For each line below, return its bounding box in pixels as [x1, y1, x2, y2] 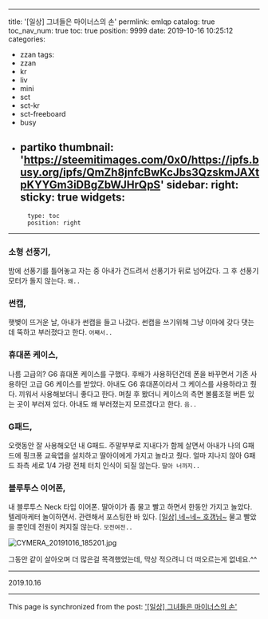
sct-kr [19, 101, 40, 110]
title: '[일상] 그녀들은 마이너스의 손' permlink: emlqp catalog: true [8, 17, 215, 26]
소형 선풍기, [8, 246, 51, 257]
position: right [27, 219, 81, 227]
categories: [8, 34, 45, 44]
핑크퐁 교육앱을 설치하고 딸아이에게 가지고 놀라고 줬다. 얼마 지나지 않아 [22, 450, 242, 460]
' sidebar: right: [160, 178, 239, 192]
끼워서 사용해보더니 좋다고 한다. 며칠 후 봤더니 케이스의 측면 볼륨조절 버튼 [18, 389, 246, 399]
